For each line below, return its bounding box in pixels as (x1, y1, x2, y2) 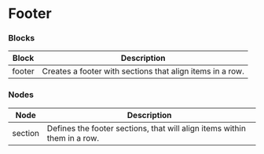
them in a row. (46, 132, 100, 143)
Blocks (8, 33, 35, 44)
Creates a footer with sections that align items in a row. (42, 66, 245, 77)
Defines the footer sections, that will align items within (46, 123, 246, 134)
